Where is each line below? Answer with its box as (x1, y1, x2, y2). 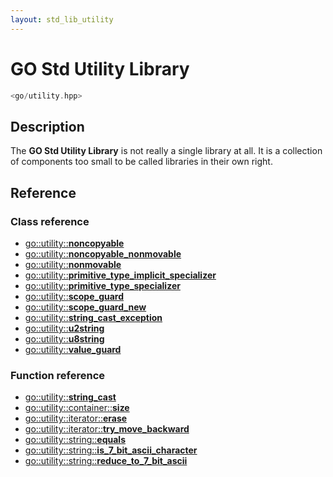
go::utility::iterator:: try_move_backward (24, 423, 190, 435)
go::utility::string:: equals (24, 434, 127, 446)
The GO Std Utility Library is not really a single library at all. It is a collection (10, 145, 323, 157)
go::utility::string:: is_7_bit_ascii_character (24, 444, 198, 456)
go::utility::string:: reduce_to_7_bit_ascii (24, 455, 188, 467)
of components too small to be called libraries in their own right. (10, 156, 273, 168)
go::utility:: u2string (24, 322, 105, 334)
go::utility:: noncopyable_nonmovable (24, 247, 182, 260)
